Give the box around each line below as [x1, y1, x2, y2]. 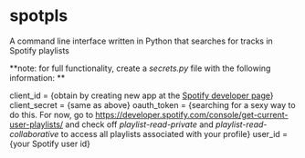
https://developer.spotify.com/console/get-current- [95, 109, 289, 120]
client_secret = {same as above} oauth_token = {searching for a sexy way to [9, 99, 296, 110]
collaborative [9, 128, 59, 139]
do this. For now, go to [9, 109, 94, 120]
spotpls [9, 5, 68, 26]
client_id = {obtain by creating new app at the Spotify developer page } [9, 90, 274, 101]
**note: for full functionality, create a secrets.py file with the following [9, 63, 271, 74]
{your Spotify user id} [9, 138, 91, 149]
